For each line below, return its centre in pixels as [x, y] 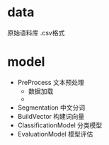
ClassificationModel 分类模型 [60, 125]
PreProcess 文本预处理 [51, 82]
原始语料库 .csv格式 [36, 33]
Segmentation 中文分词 [51, 108]
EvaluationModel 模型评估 [55, 134]
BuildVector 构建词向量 [51, 116]
